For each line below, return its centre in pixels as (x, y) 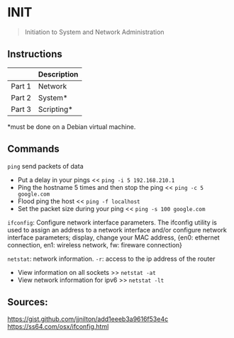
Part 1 (21, 86)
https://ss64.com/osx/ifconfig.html (58, 327)
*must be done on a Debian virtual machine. (72, 126)
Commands (34, 149)
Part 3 (21, 109)
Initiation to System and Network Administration (94, 32)
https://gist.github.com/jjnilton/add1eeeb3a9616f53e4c (88, 319)
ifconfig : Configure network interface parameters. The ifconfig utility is (112, 222)
